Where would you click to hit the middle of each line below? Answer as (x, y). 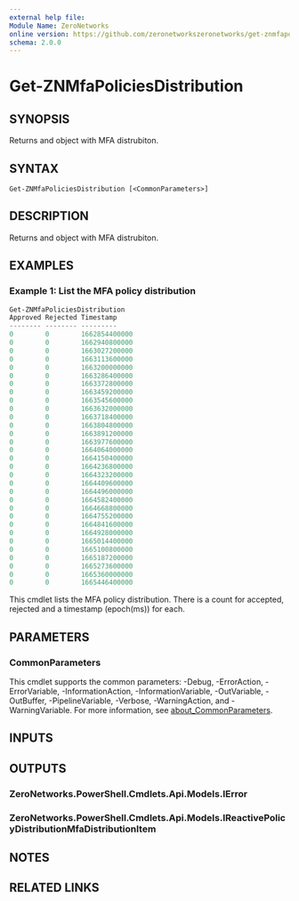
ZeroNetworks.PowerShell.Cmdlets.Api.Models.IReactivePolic (148, 817)
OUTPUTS (38, 768)
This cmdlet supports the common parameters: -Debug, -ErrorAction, (137, 682)
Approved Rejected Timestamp (63, 318)
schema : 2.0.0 (36, 42)
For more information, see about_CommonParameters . (174, 710)
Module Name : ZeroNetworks (59, 26)
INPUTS (31, 739)
